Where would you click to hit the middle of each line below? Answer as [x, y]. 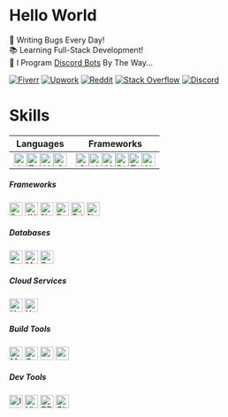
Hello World [53, 15]
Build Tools [30, 329]
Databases [30, 233]
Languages [40, 143]
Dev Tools [28, 377]
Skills [30, 116]
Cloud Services [38, 281]
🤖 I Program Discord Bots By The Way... [81, 62]
